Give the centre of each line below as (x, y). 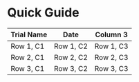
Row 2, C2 (71, 57)
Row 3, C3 (111, 68)
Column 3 (111, 34)
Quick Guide (43, 13)
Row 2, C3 (111, 57)
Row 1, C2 (71, 46)
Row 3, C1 (28, 68)
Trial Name (29, 34)
